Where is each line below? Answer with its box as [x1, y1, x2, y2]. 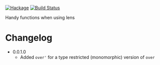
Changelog [5, 32, 52, 44]
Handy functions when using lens [5, 15, 75, 20]
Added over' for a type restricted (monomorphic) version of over [20, 54, 155, 60]
